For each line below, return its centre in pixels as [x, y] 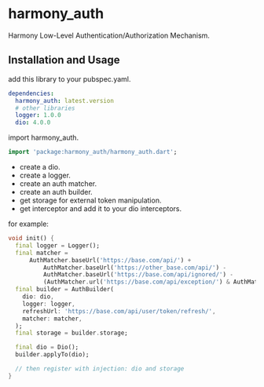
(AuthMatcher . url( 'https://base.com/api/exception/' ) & [136, 282]
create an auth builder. [56, 192]
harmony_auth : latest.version [64, 100]
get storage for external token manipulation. [90, 200]
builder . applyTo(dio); [52, 355]
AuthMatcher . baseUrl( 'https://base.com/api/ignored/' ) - [138, 275]
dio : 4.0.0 [33, 122]
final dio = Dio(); [47, 347]
